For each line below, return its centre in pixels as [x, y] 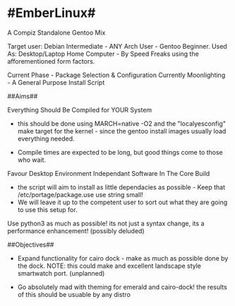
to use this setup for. [47, 209]
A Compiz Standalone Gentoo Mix [56, 33]
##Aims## [23, 96]
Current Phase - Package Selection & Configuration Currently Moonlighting [116, 75]
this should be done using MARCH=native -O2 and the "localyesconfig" [121, 123]
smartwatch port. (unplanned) [61, 273]
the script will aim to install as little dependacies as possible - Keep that [121, 187]
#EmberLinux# [52, 13]
